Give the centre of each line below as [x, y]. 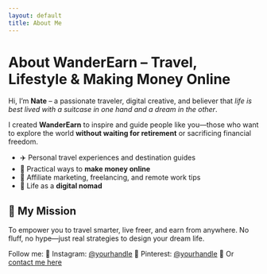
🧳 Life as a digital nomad [61, 186]
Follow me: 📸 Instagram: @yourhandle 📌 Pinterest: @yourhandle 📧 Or [121, 254]
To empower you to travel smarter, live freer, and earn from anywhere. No [129, 230]
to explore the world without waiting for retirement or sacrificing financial [130, 133]
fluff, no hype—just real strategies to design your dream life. [106, 238]
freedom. [23, 142]
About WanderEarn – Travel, [103, 62]
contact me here [35, 262]
